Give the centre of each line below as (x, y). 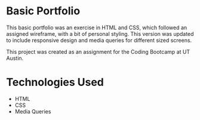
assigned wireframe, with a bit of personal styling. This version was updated (100, 33)
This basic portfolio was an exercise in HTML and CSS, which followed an (97, 27)
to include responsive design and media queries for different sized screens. (99, 40)
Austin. (15, 58)
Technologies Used (55, 82)
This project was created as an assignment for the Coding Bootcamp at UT (98, 51)
